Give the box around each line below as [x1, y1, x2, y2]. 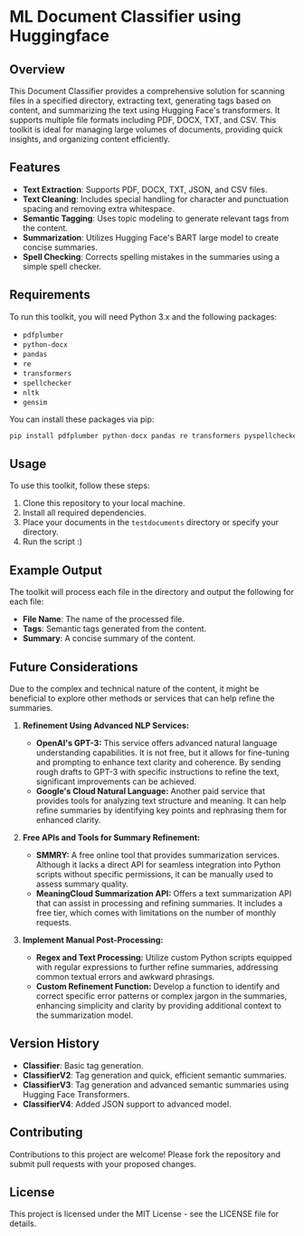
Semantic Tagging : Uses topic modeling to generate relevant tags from [22, 213, 290, 224]
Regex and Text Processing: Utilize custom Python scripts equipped [35, 952, 292, 963]
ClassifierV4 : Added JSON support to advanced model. [22, 1098, 233, 1109]
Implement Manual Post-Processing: [22, 934, 164, 945]
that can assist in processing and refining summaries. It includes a [35, 897, 283, 908]
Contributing [9, 1125, 83, 1140]
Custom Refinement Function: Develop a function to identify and [35, 981, 280, 992]
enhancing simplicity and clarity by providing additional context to [35, 1000, 282, 1011]
